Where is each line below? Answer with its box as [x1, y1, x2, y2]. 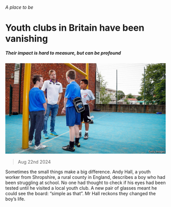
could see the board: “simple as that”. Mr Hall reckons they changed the [5, 191, 156, 197]
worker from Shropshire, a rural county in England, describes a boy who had [5, 174, 165, 180]
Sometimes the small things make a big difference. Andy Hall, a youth [5, 169, 151, 175]
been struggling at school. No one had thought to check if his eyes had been [5, 179, 166, 186]
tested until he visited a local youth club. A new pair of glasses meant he [5, 185, 157, 191]
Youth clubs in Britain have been [5, 22, 145, 33]
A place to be [5, 4, 34, 10]
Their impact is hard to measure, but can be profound [5, 50, 121, 56]
